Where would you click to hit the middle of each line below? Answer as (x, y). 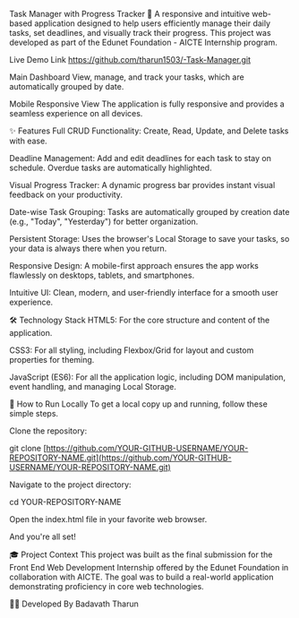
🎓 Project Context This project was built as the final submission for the (141, 554)
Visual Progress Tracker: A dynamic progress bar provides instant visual (142, 185)
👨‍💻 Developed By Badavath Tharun (74, 604)
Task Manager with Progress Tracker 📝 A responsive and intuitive (130, 14)
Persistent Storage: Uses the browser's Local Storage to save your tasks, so (149, 239)
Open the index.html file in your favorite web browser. (108, 519)
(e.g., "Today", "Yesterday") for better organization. (104, 221)
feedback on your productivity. (66, 194)
